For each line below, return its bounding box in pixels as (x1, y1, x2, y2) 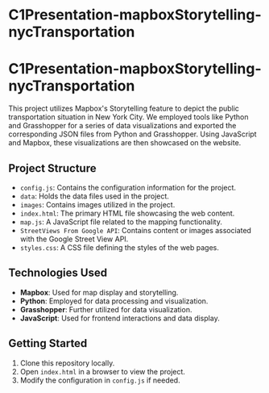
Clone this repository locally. (19, 357, 115, 368)
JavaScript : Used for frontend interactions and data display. (19, 313, 220, 323)
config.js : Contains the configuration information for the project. (19, 182, 236, 192)
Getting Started (8, 337, 88, 350)
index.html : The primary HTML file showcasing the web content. (19, 208, 235, 218)
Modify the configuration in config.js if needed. (19, 375, 180, 385)
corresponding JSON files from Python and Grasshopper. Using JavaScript (8, 129, 257, 139)
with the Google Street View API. (19, 234, 129, 244)
